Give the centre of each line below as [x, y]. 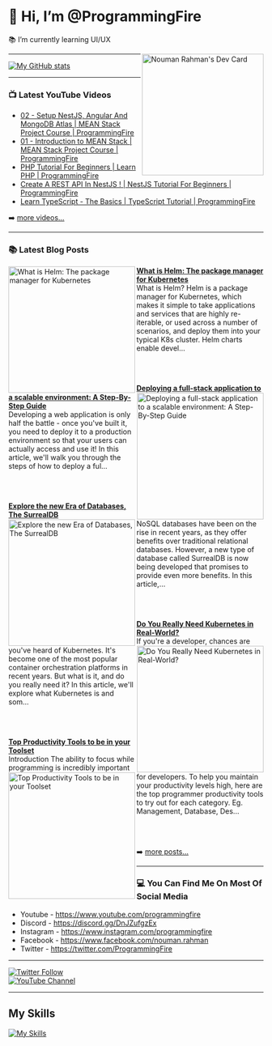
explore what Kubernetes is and [62, 693]
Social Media [162, 896]
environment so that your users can [68, 440]
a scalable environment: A [53, 397]
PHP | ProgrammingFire [59, 176]
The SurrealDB [34, 514]
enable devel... [161, 348]
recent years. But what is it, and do [66, 676]
